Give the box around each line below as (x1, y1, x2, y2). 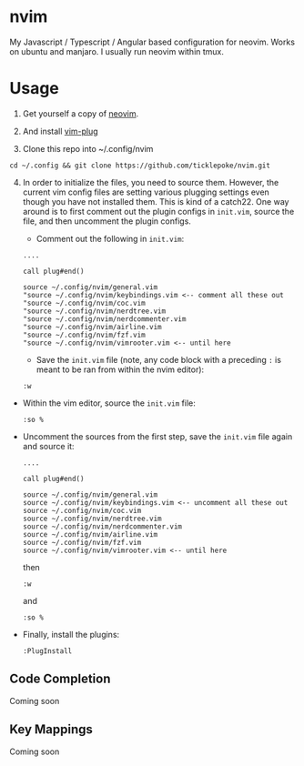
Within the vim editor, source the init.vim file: (22, 398, 196, 408)
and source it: (22, 440, 75, 451)
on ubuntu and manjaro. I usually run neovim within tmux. (9, 45, 225, 56)
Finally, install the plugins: (22, 629, 120, 640)
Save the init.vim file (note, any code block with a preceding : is (35, 354, 282, 365)
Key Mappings (9, 721, 94, 738)
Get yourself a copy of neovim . (22, 107, 139, 119)
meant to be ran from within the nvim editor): (35, 364, 205, 375)
